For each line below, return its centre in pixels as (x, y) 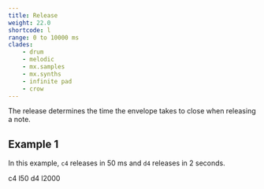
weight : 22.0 (30, 23)
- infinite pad (47, 81)
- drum (33, 52)
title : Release (33, 15)
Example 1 (33, 144)
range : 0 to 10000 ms (44, 37)
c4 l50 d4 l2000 (34, 179)
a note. (20, 120)
